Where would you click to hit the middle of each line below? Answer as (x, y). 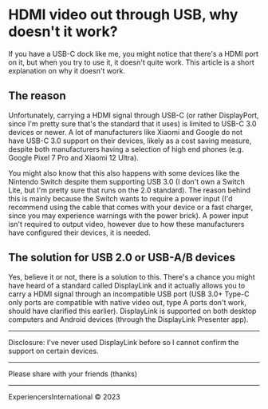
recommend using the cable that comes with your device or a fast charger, (131, 207)
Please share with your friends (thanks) (73, 374)
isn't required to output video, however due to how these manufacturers (126, 224)
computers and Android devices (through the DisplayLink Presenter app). (128, 319)
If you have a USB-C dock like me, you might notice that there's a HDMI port (134, 54)
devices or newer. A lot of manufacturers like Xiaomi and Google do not (126, 132)
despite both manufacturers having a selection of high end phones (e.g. (126, 149)
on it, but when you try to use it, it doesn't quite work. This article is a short (132, 62)
